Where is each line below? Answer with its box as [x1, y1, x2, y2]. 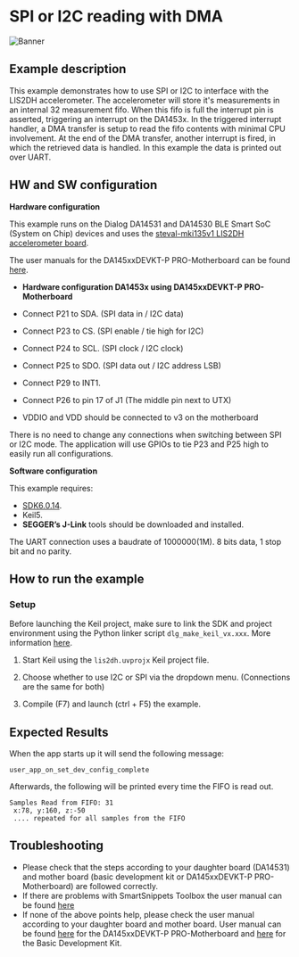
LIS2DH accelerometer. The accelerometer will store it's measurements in [9, 95, 280, 105]
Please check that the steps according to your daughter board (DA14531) [21, 862, 290, 872]
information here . [9, 638, 73, 648]
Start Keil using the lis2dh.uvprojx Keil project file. [21, 655, 210, 665]
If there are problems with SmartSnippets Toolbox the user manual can [21, 890, 283, 901]
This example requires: [9, 483, 94, 493]
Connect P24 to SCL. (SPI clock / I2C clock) [21, 342, 184, 353]
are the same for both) [21, 681, 105, 692]
